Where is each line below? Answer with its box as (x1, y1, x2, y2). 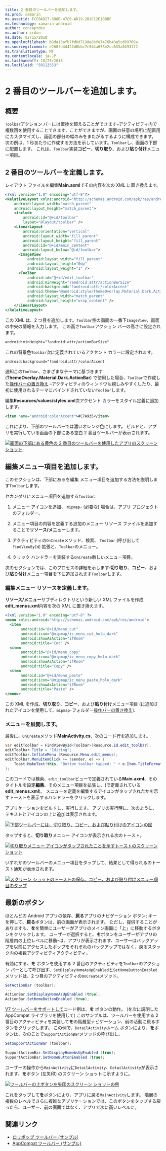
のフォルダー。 (12, 510, 43, 516)
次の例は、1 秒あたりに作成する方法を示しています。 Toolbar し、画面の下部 (5, 140, 157, 146)
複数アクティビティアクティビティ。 (18, 950, 90, 956)
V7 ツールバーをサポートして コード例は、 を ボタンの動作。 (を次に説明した (5, 1006, 159, 1012)
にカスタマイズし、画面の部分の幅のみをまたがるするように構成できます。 (5, 134, 157, 140)
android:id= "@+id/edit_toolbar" (27, 275, 94, 280)
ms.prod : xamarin (5, 12, 41, 17)
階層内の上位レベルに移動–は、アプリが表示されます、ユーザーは (5, 937, 137, 943)
